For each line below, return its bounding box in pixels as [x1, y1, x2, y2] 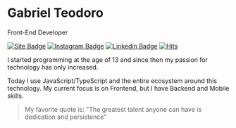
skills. [7, 91, 24, 100]
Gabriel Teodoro [7, 5, 104, 21]
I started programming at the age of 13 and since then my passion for [7, 55, 208, 64]
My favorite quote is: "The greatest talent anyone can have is [24, 105, 202, 113]
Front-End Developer [7, 28, 68, 37]
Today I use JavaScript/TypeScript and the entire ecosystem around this [7, 76, 217, 85]
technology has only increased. [7, 63, 99, 71]
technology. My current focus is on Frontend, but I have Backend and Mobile [7, 84, 230, 92]
